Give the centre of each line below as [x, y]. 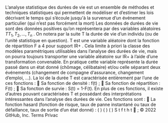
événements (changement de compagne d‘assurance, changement [74, 72]
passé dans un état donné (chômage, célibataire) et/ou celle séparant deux [83, 67]
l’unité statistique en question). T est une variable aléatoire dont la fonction [82, 40]
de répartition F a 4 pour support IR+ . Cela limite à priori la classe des [78, 46]
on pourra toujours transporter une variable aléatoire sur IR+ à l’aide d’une [81, 56]
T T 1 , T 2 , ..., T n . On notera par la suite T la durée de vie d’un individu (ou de [82, 35]
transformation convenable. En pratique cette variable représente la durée [81, 62]
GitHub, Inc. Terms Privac [32, 115]
